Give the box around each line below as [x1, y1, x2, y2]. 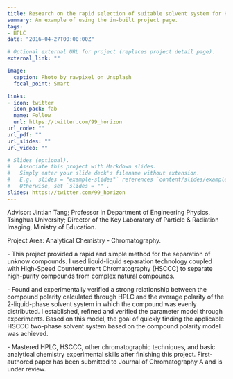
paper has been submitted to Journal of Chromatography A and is [34, 358, 223, 366]
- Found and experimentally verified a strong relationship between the [7, 285, 207, 293]
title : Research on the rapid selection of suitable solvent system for [7, 10, 222, 17]
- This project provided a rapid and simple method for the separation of [7, 249, 211, 258]
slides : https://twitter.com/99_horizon [7, 188, 126, 196]
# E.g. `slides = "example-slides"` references [7, 176, 154, 184]
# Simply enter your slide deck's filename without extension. [7, 170, 200, 177]
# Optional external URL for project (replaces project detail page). [7, 49, 216, 55]
